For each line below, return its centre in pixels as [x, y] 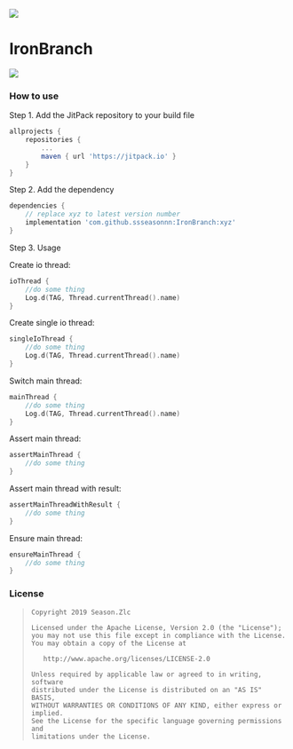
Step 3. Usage [35, 248]
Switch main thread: [46, 381]
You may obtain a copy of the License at [108, 643]
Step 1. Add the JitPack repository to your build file [102, 115]
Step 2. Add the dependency [62, 190]
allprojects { [36, 132]
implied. [47, 713]
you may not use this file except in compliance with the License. [158, 635]
